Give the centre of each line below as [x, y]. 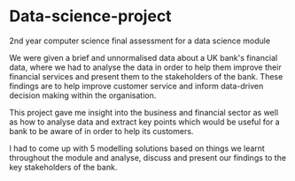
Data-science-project [90, 16]
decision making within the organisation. [83, 95]
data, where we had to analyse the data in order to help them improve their [145, 67]
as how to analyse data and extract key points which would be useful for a [145, 122]
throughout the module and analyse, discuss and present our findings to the [147, 157]
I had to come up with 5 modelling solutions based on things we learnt [137, 148]
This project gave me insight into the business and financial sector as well [144, 112]
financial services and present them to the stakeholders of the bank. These [146, 76]
